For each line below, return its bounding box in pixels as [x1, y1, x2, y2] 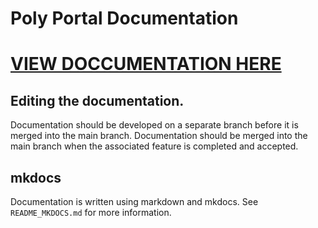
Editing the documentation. [10, 92, 185, 109]
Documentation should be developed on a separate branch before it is [10, 119, 299, 131]
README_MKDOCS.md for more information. [10, 207, 172, 218]
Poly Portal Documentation [10, 7, 239, 30]
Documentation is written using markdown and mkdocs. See [10, 196, 259, 207]
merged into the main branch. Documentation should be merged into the [10, 130, 308, 142]
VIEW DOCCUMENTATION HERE [10, 53, 282, 76]
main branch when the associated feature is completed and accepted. [10, 140, 299, 152]
